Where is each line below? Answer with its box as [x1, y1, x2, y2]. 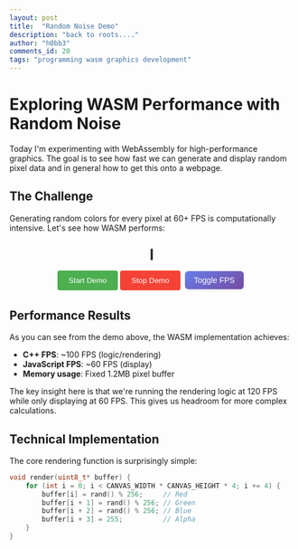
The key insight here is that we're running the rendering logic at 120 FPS [9, 386, 278, 397]
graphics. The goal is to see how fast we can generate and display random [9, 153, 287, 164]
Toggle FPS [193, 275, 236, 285]
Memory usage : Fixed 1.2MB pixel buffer [22, 368, 175, 380]
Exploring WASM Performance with [9, 94, 281, 115]
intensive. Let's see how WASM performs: [9, 222, 165, 233]
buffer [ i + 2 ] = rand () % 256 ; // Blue [42, 506, 192, 516]
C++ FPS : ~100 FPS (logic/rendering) [22, 349, 162, 360]
